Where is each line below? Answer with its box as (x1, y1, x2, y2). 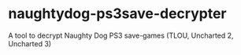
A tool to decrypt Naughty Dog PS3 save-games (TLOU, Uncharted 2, (8, 31, 234, 40)
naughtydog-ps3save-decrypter (8, 5, 227, 23)
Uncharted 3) (8, 38, 52, 48)
